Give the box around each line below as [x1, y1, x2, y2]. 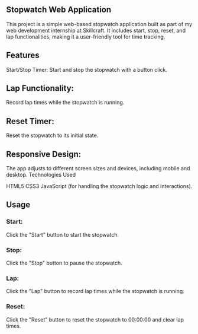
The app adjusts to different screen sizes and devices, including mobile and [6, 165, 190, 172]
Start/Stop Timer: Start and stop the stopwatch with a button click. [6, 66, 167, 73]
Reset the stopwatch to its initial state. [6, 132, 99, 139]
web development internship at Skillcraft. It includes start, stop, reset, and [6, 27, 186, 34]
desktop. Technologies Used [6, 171, 76, 179]
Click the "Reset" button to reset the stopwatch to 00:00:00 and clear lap [6, 316, 184, 323]
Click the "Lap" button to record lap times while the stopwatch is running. [6, 288, 184, 295]
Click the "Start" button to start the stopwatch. [6, 231, 119, 238]
